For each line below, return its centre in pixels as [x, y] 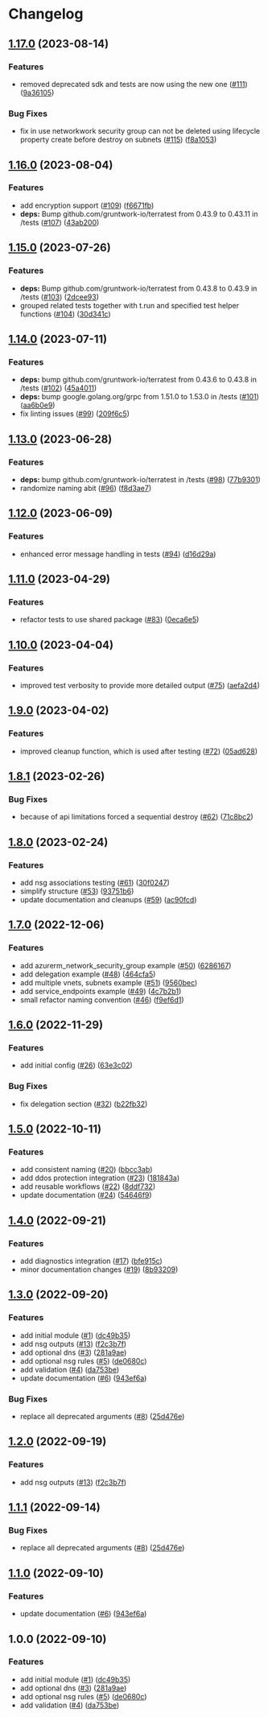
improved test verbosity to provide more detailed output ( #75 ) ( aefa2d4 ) [140, 685]
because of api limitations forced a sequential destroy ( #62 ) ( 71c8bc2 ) [136, 817]
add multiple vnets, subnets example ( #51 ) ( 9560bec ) [109, 982]
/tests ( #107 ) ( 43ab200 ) [60, 222]
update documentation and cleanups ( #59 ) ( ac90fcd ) [108, 900]
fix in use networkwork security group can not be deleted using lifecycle [140, 131]
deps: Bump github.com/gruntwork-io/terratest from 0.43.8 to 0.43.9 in [138, 288]
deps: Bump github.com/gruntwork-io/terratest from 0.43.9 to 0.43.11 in [139, 213]
